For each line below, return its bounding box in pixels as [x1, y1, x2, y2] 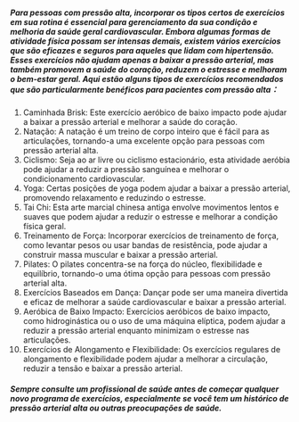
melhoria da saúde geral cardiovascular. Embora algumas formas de [10, 26, 271, 37]
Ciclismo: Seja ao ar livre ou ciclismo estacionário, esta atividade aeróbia [22, 154, 290, 165]
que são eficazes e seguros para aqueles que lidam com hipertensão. [10, 45, 274, 55]
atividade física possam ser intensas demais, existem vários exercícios [10, 36, 281, 46]
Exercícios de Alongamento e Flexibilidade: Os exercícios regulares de [22, 343, 281, 354]
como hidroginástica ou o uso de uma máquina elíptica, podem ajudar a [22, 315, 286, 326]
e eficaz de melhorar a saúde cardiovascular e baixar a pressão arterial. [22, 296, 287, 307]
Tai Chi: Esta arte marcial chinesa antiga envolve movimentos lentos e [22, 202, 279, 212]
